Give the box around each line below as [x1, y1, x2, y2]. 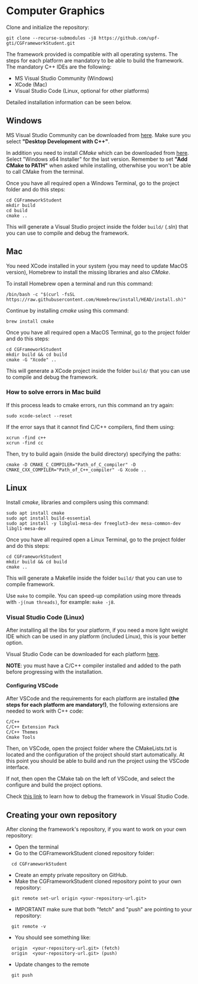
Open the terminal [14, 843, 59, 850]
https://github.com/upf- [98, 35, 160, 41]
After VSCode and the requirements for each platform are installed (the [6, 695, 180, 702]
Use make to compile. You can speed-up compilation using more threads [6, 592, 181, 599]
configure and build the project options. [6, 781, 103, 788]
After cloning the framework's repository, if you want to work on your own [6, 826, 186, 833]
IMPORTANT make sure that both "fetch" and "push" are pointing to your [14, 905, 192, 912]
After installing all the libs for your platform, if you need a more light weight [6, 626, 188, 634]
